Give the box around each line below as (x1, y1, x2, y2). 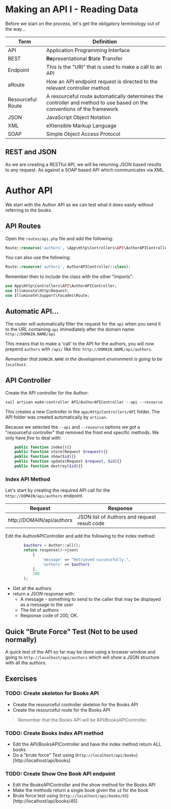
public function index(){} (14, 445, 72, 450)
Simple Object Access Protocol (46, 130, 121, 137)
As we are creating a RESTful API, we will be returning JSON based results (5, 161, 162, 167)
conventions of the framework (46, 105, 119, 112)
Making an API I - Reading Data (5, 4, 138, 15)
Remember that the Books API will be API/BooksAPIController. (17, 716, 148, 723)
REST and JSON (5, 148, 57, 156)
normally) (5, 635, 37, 644)
